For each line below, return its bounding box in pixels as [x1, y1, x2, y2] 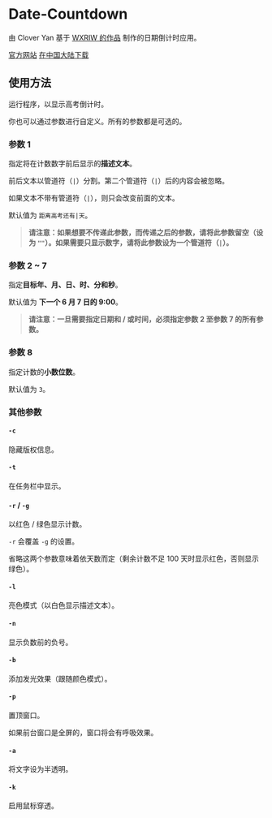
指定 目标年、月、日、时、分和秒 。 [8, 280, 123, 290]
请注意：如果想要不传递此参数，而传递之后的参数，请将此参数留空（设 [28, 228, 264, 238]
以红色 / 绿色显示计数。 [8, 519, 87, 529]
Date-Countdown [8, 5, 128, 24]
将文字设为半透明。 [8, 764, 73, 774]
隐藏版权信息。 [8, 444, 58, 454]
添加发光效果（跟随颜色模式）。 [8, 674, 112, 683]
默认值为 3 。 [8, 384, 50, 394]
